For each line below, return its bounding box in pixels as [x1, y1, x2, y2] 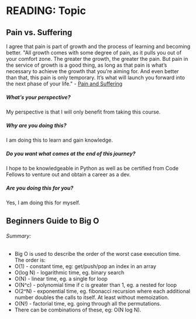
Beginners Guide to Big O [6, 216, 99, 226]
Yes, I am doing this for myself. [6, 199, 81, 206]
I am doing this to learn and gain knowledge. [6, 136, 113, 143]
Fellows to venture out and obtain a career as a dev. [6, 171, 131, 178]
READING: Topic [6, 4, 87, 18]
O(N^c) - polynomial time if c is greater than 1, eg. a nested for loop [14, 282, 177, 289]
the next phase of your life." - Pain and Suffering [6, 80, 123, 87]
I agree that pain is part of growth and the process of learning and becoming [6, 43, 191, 50]
